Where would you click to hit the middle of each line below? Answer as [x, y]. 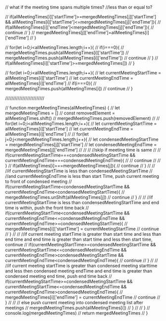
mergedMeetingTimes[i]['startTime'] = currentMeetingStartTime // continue [82, 229]
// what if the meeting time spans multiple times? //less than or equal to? [79, 7]
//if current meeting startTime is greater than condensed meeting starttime [81, 266]
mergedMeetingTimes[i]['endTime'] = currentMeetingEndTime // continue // [83, 297]
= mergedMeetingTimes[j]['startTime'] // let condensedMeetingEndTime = [81, 145]
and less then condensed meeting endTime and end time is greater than [79, 271]
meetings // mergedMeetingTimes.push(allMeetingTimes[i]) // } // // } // [78, 308]
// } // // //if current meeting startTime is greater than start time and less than [83, 234]
